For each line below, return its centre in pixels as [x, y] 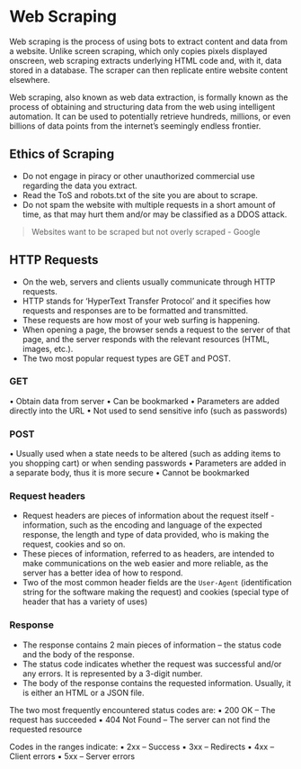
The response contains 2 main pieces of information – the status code [152, 645]
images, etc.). [48, 348]
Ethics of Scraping [62, 154]
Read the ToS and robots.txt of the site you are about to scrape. [140, 195]
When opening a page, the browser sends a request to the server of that [156, 330]
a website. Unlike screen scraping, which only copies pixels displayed [138, 50]
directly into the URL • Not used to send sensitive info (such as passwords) [148, 411]
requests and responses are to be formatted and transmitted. [135, 310]
